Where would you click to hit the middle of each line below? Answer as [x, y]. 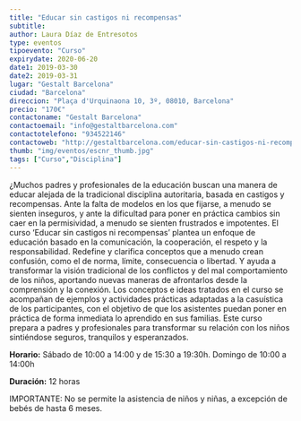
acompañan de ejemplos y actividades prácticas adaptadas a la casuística [146, 299]
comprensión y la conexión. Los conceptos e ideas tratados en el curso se [146, 289]
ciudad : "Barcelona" [48, 92]
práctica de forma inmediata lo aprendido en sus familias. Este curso [136, 318]
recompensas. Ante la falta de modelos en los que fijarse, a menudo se [140, 203]
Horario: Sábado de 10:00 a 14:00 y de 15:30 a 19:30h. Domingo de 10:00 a [148, 354]
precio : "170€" [38, 109]
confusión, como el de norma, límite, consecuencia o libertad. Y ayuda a [142, 261]
